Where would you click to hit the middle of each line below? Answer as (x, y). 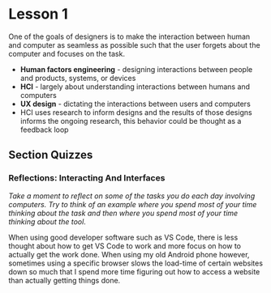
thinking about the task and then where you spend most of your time (123, 213)
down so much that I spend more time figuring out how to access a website (134, 271)
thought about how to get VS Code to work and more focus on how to (125, 246)
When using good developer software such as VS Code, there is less (123, 237)
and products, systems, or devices (78, 78)
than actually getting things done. (65, 280)
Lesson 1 (39, 14)
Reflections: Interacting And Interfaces (87, 178)
